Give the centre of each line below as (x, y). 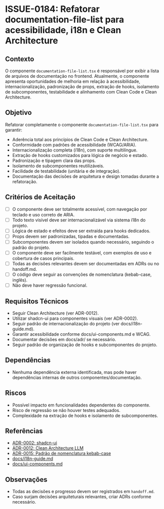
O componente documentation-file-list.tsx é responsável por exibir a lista (82, 71)
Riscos (16, 393)
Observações (26, 480)
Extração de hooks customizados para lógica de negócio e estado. (80, 155)
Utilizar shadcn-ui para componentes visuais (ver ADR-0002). (75, 318)
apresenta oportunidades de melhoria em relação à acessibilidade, (73, 81)
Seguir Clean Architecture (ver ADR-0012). (55, 313)
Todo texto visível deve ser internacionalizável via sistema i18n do (79, 220)
